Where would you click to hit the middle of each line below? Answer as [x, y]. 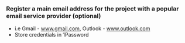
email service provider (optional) [54, 16]
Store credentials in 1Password [52, 35]
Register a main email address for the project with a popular [92, 9]
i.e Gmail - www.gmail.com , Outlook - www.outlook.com [82, 28]
